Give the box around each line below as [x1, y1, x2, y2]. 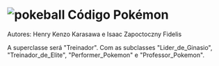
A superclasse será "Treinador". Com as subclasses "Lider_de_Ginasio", [7, 43, 213, 51]
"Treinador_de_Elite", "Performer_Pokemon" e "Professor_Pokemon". [7, 51, 205, 59]
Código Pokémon [67, 7, 169, 23]
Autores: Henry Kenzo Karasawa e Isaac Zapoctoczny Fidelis [7, 30, 182, 38]
